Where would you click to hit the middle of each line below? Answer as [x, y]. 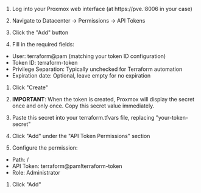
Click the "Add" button [40, 32]
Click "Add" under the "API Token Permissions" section [81, 136]
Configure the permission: [45, 148]
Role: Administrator [36, 173]
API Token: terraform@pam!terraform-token [67, 166]
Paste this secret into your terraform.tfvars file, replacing [83, 118]
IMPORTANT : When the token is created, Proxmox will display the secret [103, 99]
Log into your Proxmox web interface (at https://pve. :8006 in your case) [102, 9]
